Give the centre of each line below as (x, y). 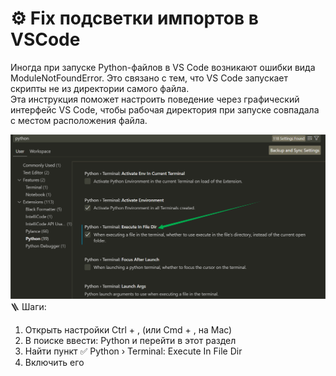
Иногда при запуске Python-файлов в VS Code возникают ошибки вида (163, 67)
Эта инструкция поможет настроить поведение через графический (155, 99)
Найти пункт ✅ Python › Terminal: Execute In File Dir (133, 351)
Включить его (54, 363)
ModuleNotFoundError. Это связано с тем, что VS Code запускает (149, 78)
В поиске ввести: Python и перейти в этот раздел (130, 341)
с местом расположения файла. (79, 120)
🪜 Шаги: (28, 307)
